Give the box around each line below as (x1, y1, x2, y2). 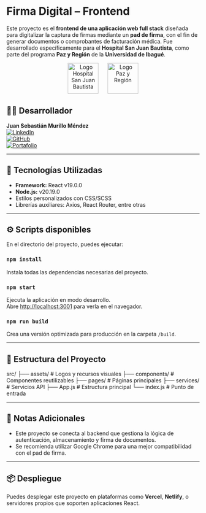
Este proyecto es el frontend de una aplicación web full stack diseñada (6, 25, 188, 32)
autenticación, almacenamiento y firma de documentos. (15, 436, 156, 443)
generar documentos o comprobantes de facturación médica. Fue (6, 37, 173, 45)
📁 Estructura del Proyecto (6, 354, 106, 364)
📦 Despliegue (6, 474, 62, 484)
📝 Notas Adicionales (6, 413, 85, 424)
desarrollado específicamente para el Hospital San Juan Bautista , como (6, 44, 189, 52)
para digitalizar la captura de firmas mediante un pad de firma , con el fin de (6, 31, 198, 38)
